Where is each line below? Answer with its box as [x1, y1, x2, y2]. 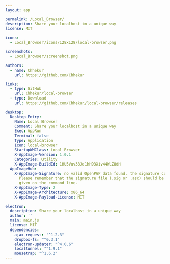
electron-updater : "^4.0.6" [14, 242, 73, 247]
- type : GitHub [10, 86, 42, 91]
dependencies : [10, 227, 39, 233]
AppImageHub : [10, 166, 37, 172]
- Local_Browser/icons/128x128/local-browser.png [10, 40, 116, 45]
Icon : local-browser [14, 143, 58, 148]
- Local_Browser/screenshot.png [10, 54, 78, 59]
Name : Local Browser [14, 119, 58, 124]
